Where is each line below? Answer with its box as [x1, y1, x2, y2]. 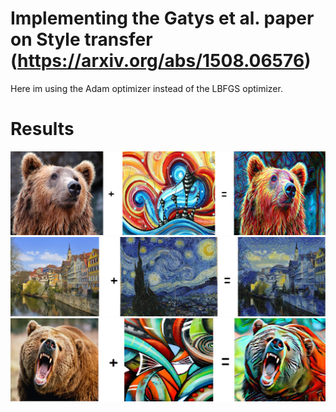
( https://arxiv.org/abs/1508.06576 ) [10, 50, 312, 72]
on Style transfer [10, 28, 153, 51]
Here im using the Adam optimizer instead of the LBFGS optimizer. [10, 82, 283, 94]
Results [10, 118, 75, 141]
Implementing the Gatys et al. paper [10, 7, 315, 30]
